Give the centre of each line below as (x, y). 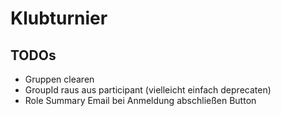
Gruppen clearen (59, 79)
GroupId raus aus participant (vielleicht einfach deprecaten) (148, 90)
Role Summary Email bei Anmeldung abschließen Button (140, 100)
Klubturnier (59, 18)
